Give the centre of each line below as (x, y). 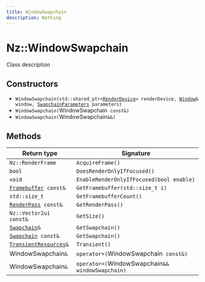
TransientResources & (39, 244)
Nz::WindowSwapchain (67, 48)
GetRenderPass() (100, 205)
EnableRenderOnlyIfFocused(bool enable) (135, 180)
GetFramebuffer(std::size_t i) (121, 188)
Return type (40, 153)
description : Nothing (34, 18)
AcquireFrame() (98, 163)
